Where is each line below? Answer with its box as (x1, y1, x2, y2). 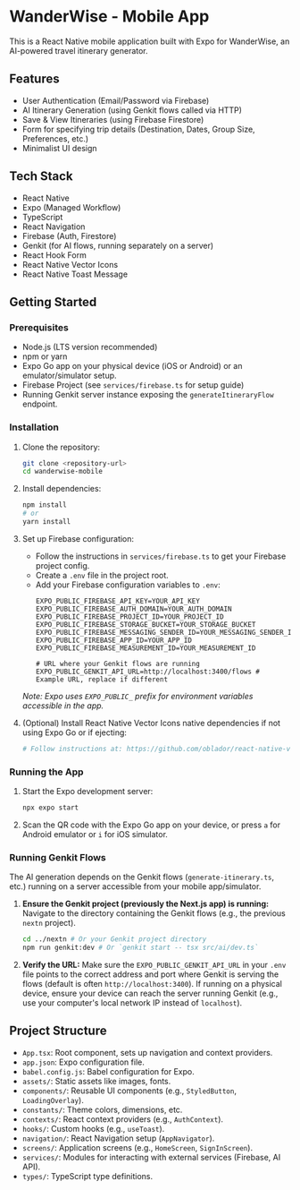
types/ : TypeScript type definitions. (21, 1170, 154, 1181)
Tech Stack (9, 168, 73, 184)
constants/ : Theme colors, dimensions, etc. (21, 1104, 183, 1115)
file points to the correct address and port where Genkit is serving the (21, 969, 279, 980)
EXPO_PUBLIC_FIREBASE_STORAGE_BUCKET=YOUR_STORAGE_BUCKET (35, 620, 256, 629)
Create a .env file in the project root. (35, 569, 170, 580)
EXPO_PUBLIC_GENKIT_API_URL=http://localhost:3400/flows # (35, 667, 261, 676)
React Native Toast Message (21, 269, 128, 279)
